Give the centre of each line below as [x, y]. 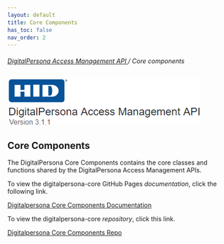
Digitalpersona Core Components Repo [65, 233]
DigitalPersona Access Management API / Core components [96, 61]
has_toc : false [30, 30]
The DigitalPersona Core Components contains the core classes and [107, 162]
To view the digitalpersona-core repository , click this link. [91, 219]
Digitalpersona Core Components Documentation [79, 205]
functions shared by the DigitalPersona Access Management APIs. [105, 170]
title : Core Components [43, 22]
